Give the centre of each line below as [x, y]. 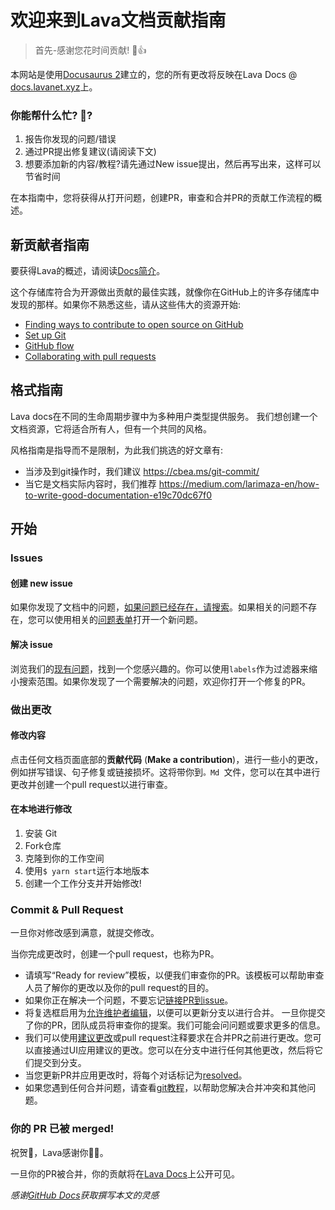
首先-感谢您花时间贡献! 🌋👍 [90, 50]
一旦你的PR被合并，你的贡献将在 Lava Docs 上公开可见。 [125, 1173]
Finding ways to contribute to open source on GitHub [134, 325]
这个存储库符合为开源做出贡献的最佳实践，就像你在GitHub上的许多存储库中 [165, 292]
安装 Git [41, 833]
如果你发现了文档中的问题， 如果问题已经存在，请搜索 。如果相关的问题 [155, 607]
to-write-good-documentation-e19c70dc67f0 [118, 495]
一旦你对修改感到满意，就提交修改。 [85, 933]
